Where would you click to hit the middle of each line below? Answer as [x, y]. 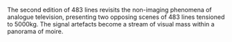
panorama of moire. [35, 31]
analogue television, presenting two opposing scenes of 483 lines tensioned [116, 17]
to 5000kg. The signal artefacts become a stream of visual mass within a [111, 24]
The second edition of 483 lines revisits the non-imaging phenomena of [110, 10]
